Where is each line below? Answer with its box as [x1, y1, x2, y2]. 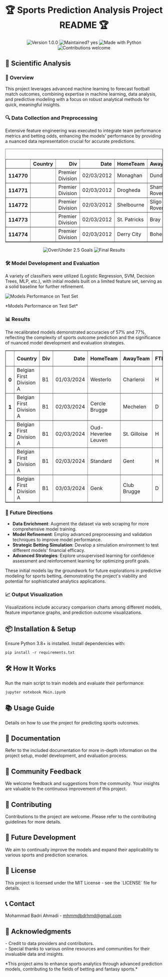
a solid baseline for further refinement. [5, 283, 85, 289]
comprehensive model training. [12, 526, 76, 532]
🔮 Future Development [5, 833, 76, 842]
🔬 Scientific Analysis [5, 59, 71, 68]
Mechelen [122, 403, 146, 410]
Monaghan [117, 171, 142, 178]
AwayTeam [122, 355, 150, 362]
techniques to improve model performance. [12, 536, 102, 542]
